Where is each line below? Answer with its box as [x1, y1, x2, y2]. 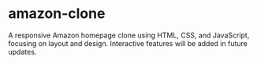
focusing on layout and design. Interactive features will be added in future [8, 38, 248, 48]
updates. [8, 47, 37, 56]
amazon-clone [8, 5, 106, 23]
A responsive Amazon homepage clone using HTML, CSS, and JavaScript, [8, 30, 250, 40]
